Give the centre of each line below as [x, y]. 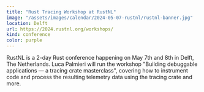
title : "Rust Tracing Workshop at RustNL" [61, 12]
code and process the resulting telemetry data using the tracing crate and [100, 77]
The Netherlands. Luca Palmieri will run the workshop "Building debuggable [102, 64]
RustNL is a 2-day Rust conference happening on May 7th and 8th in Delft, [100, 58]
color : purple [25, 40]
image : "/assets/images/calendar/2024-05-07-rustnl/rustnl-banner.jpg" [100, 18]
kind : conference [28, 35]
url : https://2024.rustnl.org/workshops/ [60, 29]
